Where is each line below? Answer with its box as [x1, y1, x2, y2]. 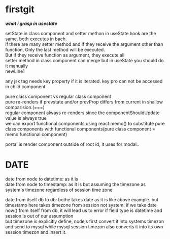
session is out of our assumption [5, 213, 74, 219]
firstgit [5, 4, 35, 15]
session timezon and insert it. [5, 229, 67, 235]
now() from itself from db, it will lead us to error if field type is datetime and [5, 207, 162, 214]
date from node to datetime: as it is [5, 176, 79, 182]
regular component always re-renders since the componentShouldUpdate [5, 110, 160, 116]
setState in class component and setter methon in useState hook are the [5, 30, 156, 36]
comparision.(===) [5, 104, 45, 110]
